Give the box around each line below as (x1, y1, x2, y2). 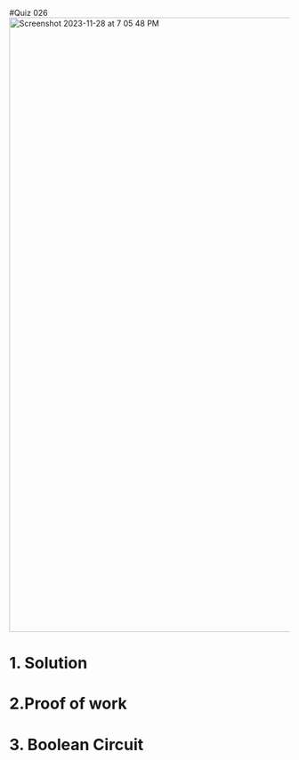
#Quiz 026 (9, 8, 48, 18)
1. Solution (9, 653, 88, 674)
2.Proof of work (9, 693, 127, 714)
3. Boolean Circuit (9, 734, 144, 755)
